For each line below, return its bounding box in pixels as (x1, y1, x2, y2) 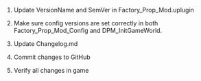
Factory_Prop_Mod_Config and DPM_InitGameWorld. (13, 27, 163, 34)
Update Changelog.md (13, 40, 78, 47)
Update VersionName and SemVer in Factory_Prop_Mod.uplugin (13, 6, 194, 14)
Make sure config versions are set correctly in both (13, 19, 158, 27)
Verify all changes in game (13, 67, 89, 74)
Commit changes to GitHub (13, 53, 91, 61)
